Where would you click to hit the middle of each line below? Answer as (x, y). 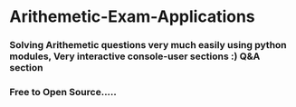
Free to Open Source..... (63, 92)
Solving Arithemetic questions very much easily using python (148, 45)
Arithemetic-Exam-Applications (132, 17)
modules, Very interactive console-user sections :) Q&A (135, 56)
